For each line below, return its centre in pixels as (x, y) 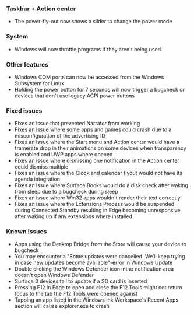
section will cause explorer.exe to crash (62, 306)
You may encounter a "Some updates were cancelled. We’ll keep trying (100, 257)
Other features (27, 64)
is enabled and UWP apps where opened (64, 155)
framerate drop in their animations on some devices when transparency (100, 148)
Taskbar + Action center (41, 9)
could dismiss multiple (41, 167)
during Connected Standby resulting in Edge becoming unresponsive (97, 210)
